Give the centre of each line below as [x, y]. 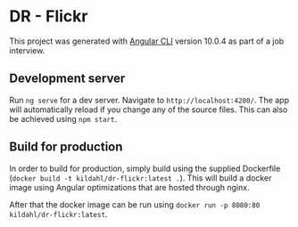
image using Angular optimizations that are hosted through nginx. [129, 187]
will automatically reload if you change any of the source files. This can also [149, 109]
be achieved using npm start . [63, 118]
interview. [27, 50]
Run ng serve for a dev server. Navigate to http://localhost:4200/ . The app [149, 100]
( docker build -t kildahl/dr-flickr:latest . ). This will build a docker [141, 178]
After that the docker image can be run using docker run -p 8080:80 [135, 204]
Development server [67, 79]
